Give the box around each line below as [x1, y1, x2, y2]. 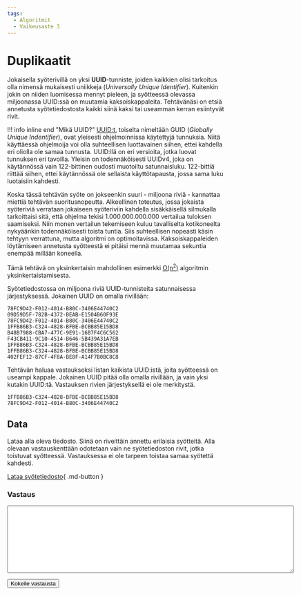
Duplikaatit [7, 53, 71, 68]
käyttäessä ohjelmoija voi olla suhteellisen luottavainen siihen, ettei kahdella [7, 140, 223, 149]
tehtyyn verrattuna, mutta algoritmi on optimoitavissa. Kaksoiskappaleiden [7, 234, 219, 243]
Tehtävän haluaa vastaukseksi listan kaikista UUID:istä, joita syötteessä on [7, 366, 218, 374]
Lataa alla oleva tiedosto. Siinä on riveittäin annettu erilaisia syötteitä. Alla [7, 437, 215, 445]
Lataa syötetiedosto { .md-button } [7, 472, 104, 480]
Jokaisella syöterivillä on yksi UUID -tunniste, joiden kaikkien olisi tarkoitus [7, 75, 217, 84]
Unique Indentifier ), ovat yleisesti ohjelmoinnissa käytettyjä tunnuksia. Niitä [7, 133, 221, 142]
